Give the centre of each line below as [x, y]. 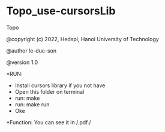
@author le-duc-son [31, 50]
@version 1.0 [22, 62]
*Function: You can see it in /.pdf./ [49, 122]
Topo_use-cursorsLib [61, 11]
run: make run [32, 104]
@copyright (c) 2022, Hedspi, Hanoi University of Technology [82, 39]
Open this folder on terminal [49, 91]
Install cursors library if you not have [60, 85]
